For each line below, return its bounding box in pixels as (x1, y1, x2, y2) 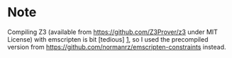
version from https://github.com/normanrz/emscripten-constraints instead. (7, 42, 226, 51)
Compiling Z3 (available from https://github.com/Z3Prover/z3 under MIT (7, 28, 219, 36)
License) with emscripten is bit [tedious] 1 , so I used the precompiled (7, 35, 209, 43)
